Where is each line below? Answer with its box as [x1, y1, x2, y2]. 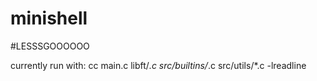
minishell [10, 7, 88, 30]
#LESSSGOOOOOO [10, 40, 90, 52]
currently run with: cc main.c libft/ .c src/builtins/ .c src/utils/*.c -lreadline [10, 59, 307, 71]
